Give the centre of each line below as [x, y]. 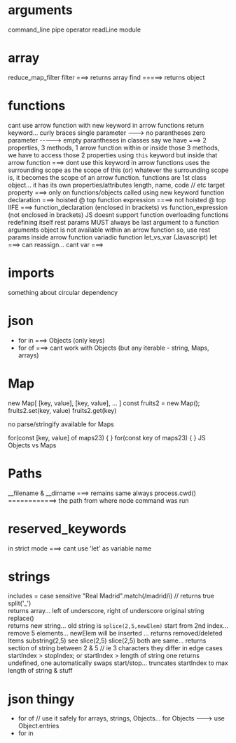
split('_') [20, 603]
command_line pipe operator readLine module [75, 29]
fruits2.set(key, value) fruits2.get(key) [62, 410]
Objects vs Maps [32, 445]
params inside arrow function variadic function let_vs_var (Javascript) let [112, 237]
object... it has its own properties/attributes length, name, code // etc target [117, 185]
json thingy [41, 699]
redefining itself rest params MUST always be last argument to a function [113, 222]
